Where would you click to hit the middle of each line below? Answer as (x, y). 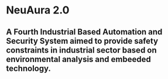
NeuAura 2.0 (38, 10)
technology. (29, 68)
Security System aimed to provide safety (82, 41)
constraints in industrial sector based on (81, 50)
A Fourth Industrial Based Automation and (84, 32)
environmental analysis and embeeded (78, 59)
